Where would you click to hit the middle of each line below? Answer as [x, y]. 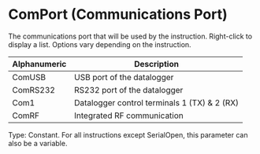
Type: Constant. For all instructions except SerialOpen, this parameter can [128, 134]
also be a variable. [38, 143]
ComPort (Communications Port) [118, 15]
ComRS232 [33, 90]
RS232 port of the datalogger [129, 90]
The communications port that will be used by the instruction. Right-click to [130, 36]
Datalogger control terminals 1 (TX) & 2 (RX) [156, 102]
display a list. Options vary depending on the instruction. [100, 44]
